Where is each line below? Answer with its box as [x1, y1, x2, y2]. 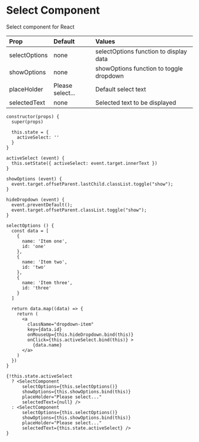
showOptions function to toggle [95, 64, 184, 72]
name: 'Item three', [21, 279, 73, 285]
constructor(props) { [6, 113, 60, 119]
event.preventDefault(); [11, 202, 73, 208]
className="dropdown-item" [27, 321, 94, 327]
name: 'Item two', [21, 259, 68, 265]
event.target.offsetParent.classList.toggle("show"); [11, 207, 147, 213]
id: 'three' [21, 285, 52, 291]
